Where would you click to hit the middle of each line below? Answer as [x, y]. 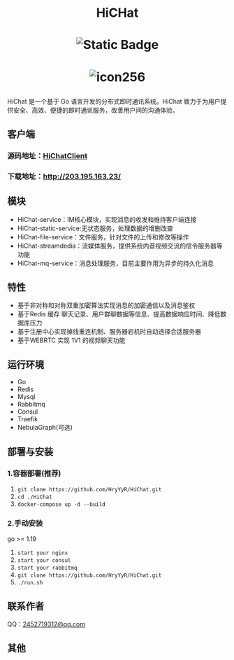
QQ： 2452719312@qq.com [46, 624]
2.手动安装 [25, 523]
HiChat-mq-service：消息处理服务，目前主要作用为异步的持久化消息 [116, 263]
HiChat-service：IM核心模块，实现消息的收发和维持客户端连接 [107, 219]
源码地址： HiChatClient [47, 155]
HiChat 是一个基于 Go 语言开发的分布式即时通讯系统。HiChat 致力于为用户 [114, 101]
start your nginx [43, 553]
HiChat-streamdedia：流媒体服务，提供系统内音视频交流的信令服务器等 [120, 246]
